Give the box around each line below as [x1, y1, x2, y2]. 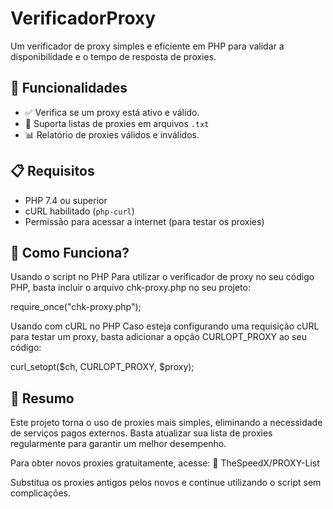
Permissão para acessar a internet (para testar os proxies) [24, 215, 265, 227]
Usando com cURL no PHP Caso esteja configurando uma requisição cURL [10, 320, 320, 332]
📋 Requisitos [10, 163, 95, 180]
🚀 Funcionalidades [10, 80, 128, 97]
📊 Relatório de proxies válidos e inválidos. [24, 128, 200, 141]
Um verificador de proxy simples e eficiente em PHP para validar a [10, 40, 285, 52]
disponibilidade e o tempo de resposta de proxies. [10, 50, 217, 62]
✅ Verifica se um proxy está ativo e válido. [24, 106, 200, 118]
